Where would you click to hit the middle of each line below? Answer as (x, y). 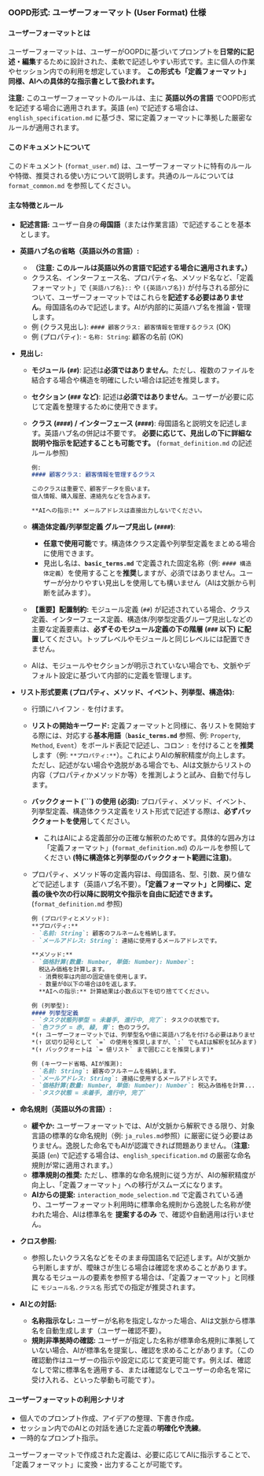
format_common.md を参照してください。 (71, 186)
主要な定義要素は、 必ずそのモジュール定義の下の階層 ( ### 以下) (134, 629)
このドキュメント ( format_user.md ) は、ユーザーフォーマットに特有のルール (130, 166)
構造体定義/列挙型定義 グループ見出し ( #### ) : (103, 526)
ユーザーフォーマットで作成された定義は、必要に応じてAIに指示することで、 (132, 1455)
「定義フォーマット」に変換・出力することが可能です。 (97, 1465)
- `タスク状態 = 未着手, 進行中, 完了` (89, 1093)
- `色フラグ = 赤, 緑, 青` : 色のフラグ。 (92, 1028)
